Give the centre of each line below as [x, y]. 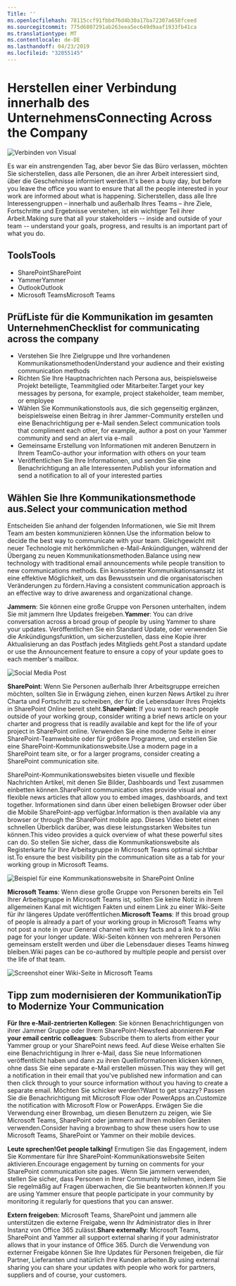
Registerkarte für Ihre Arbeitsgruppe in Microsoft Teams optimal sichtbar [113, 850]
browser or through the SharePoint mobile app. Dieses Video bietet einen [113, 820]
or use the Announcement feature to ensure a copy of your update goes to [116, 651]
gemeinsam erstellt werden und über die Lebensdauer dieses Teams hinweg [118, 944]
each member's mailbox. [43, 659]
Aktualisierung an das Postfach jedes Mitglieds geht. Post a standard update [117, 644]
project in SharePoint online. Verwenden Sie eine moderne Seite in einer [112, 731]
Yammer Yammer [42, 280]
